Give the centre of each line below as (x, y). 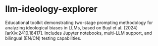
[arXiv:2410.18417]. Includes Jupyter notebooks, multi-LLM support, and (79, 33)
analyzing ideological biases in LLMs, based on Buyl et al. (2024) (71, 27)
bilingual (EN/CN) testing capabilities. (43, 38)
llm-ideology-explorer (51, 9)
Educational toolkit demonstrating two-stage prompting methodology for (79, 23)
